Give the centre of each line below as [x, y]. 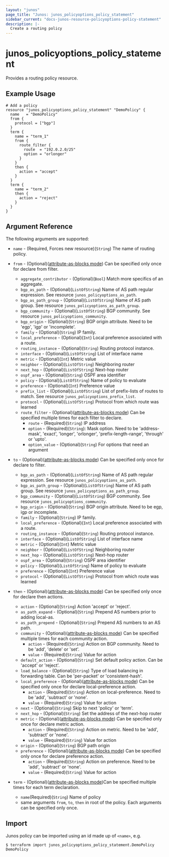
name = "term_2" [32, 189]
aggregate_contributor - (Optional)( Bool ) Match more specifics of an [92, 279]
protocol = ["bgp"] [35, 123]
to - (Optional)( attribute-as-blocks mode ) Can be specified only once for [88, 459]
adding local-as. [37, 617]
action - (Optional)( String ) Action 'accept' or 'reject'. [76, 606]
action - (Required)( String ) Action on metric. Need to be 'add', [93, 729]
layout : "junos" [23, 10]
